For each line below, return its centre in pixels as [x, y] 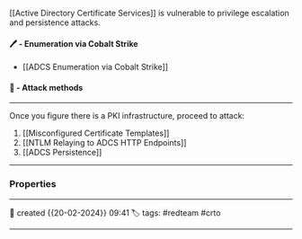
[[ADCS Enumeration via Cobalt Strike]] [95, 67]
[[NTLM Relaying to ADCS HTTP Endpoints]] [104, 143]
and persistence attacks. [55, 22]
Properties [33, 184]
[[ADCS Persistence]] [62, 153]
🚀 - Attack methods [46, 87]
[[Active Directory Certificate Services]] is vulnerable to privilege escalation [149, 13]
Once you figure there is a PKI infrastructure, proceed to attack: [127, 116]
